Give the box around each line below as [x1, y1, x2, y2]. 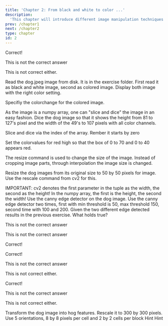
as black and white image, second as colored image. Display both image [5, 84, 155, 90]
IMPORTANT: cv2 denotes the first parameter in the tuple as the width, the [5, 185, 160, 191]
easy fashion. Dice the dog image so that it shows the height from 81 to [5, 114, 153, 120]
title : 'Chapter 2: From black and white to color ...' [5, 7, 125, 13]
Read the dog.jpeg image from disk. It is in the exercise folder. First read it [5, 79, 159, 85]
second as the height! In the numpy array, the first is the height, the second [5, 190, 161, 196]
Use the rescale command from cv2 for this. [5, 175, 97, 181]
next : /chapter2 [5, 26, 39, 31]
